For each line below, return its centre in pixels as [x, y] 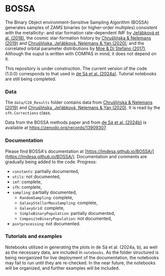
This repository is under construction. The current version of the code [76, 68]
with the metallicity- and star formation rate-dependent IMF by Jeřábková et [82, 33]
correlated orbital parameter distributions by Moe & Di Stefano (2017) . [76, 48]
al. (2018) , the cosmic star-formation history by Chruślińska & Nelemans [78, 38]
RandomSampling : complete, [47, 197]
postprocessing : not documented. [46, 224]
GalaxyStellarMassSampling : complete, [58, 203]
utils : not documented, [36, 176]
